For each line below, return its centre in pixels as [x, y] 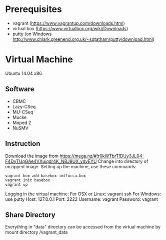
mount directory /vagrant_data [36, 232]
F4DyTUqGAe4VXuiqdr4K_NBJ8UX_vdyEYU [51, 161]
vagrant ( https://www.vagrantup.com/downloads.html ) [68, 23]
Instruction [23, 144]
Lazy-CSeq [24, 106]
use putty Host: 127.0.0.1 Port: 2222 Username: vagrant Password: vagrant [82, 199]
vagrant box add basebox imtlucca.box [45, 176]
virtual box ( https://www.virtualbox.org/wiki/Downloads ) [70, 28]
